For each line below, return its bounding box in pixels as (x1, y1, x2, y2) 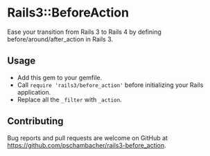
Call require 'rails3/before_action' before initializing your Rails (17, 81, 204, 89)
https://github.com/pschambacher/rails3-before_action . (7, 141, 166, 149)
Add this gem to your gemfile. (17, 73, 103, 81)
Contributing (7, 115, 64, 127)
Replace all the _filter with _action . (17, 95, 123, 104)
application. (17, 88, 51, 96)
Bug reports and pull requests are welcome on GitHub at (7, 133, 168, 142)
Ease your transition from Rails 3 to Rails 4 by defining (7, 28, 161, 36)
